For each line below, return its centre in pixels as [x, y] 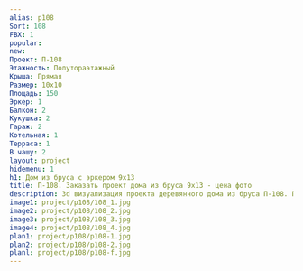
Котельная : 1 [34, 135]
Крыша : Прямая [36, 77]
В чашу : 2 [28, 152]
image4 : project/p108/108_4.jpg [70, 228]
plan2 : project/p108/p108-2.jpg [70, 245]
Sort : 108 [28, 26]
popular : [26, 43]
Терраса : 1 [30, 144]
